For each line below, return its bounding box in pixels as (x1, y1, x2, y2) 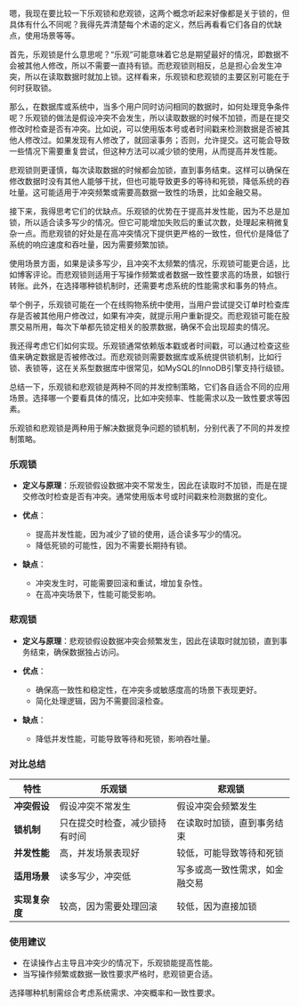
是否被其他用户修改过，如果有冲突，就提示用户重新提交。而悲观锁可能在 (16, 310, 282, 321)
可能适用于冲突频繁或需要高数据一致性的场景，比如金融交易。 (39, 187, 267, 197)
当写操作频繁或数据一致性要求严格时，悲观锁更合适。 (21, 969, 218, 979)
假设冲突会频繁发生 (176, 800, 258, 812)
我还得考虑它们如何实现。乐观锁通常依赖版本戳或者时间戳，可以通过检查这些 (9, 341, 290, 350)
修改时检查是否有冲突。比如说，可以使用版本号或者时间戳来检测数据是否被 (9, 124, 282, 134)
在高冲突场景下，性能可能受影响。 (35, 589, 161, 600)
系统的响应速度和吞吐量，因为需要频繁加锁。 (9, 239, 174, 250)
